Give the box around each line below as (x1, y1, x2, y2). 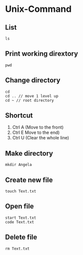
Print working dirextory (5, 49, 78, 58)
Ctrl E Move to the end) (12, 129, 60, 135)
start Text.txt (5, 215, 37, 220)
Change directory (5, 76, 61, 85)
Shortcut (5, 111, 33, 120)
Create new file (5, 175, 53, 184)
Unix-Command (5, 3, 72, 15)
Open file (5, 202, 34, 211)
